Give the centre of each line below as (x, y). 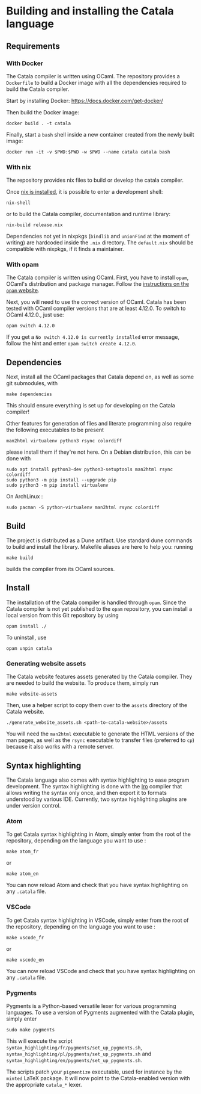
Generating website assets (46, 663)
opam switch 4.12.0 (31, 326)
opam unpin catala (29, 648)
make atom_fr (22, 852)
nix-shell (19, 203)
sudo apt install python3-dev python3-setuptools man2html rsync (89, 470)
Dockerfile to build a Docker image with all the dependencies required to (97, 82)
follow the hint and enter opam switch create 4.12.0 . (71, 344)
